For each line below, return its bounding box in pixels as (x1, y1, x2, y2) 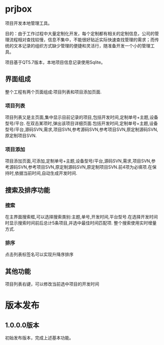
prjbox (5, 3, 32, 15)
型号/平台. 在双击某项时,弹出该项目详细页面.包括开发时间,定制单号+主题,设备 (5, 121, 158, 127)
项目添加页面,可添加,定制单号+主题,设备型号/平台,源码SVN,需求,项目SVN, (5, 158, 151, 164)
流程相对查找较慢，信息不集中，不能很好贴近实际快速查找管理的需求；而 (9, 37, 155, 43)
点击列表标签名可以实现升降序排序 (5, 252, 74, 258)
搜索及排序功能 (5, 186, 50, 194)
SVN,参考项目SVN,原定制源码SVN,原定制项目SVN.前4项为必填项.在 (18, 164, 152, 170)
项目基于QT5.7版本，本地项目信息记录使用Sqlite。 (5, 59, 105, 65)
